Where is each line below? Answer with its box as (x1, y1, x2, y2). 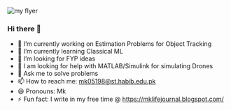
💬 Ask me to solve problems (17, 70, 99, 78)
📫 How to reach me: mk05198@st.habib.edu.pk (17, 77, 156, 86)
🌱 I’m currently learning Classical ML (17, 47, 124, 56)
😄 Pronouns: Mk (17, 87, 66, 95)
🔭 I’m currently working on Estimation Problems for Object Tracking (17, 40, 212, 48)
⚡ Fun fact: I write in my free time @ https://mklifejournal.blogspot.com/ (17, 95, 224, 104)
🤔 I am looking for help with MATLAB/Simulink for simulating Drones (17, 62, 213, 70)
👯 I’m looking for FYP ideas (17, 54, 96, 63)
